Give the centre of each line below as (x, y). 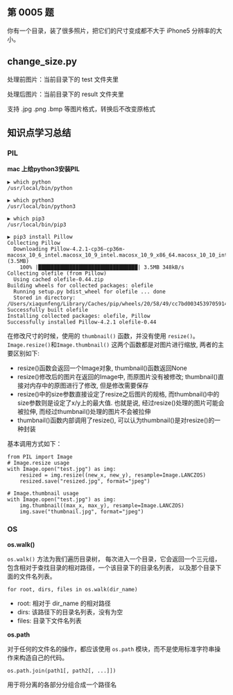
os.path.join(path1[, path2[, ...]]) (62, 671)
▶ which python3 (31, 200)
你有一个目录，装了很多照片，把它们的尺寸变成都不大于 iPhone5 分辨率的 (112, 31)
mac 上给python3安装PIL (43, 169)
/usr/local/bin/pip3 (37, 225)
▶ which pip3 (26, 219)
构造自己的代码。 (43, 657)
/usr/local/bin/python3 (42, 207)
